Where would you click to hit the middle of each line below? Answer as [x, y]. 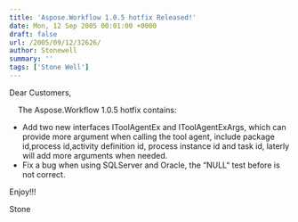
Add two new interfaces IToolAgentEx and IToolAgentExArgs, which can [154, 127]
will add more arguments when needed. [95, 155]
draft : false [33, 34]
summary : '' [31, 59]
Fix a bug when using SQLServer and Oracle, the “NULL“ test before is [151, 165]
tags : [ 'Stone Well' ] [49, 68]
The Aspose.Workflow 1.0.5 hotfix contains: [97, 110]
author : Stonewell [43, 51]
